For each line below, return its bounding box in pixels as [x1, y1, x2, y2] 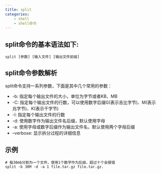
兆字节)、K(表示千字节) [12, 105, 59, 111]
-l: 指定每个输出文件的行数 [12, 111, 65, 118]
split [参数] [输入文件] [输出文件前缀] [5, 54, 80, 59]
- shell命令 [14, 21, 37, 26]
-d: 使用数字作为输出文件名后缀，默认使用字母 [12, 118, 105, 124]
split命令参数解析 [5, 69, 58, 77]
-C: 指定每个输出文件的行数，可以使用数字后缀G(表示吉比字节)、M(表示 [12, 99, 156, 105]
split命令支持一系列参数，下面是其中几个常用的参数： [5, 83, 113, 89]
